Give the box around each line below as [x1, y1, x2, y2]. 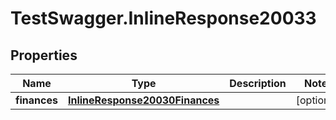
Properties [10, 47, 78, 64]
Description [229, 77, 287, 90]
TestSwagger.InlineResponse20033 [10, 7, 317, 30]
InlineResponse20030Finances [67, 93, 220, 107]
